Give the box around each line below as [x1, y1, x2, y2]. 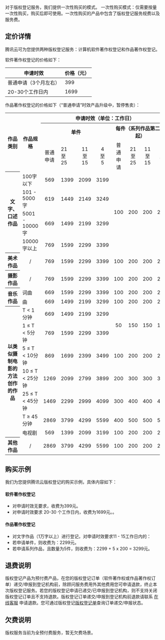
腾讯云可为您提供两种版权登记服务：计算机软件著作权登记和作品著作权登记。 [5, 46, 160, 52]
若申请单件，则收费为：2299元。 [12, 539, 80, 545]
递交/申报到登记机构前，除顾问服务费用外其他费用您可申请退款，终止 [13, 581, 153, 587]
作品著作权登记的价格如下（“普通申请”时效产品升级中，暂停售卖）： [5, 102, 140, 108]
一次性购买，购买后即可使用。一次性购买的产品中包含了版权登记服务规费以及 [5, 10, 160, 16]
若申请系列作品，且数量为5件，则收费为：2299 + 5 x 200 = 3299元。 [12, 546, 153, 551]
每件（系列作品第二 [115, 125, 161, 132]
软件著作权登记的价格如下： [5, 57, 61, 62]
